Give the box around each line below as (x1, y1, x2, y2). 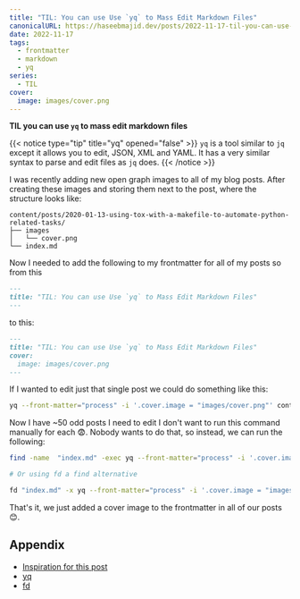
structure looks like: (9, 193, 82, 204)
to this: (9, 317, 35, 327)
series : (9, 72, 38, 80)
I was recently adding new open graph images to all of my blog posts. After (9, 174, 286, 185)
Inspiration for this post (21, 561, 108, 572)
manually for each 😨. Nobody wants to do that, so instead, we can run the (9, 426, 283, 438)
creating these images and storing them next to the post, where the (9, 184, 257, 195)
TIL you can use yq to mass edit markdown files (9, 121, 188, 131)
